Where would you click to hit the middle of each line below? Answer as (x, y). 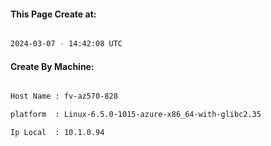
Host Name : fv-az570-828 (64, 96)
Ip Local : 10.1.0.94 (57, 133)
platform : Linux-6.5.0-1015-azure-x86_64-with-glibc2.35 (136, 115)
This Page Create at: (53, 14)
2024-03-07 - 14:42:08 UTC (66, 44)
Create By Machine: (52, 66)
